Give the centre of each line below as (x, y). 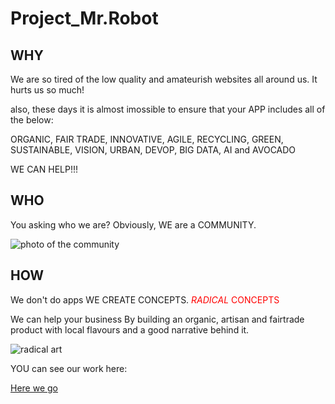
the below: (32, 120)
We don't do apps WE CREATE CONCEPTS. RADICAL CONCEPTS (145, 299)
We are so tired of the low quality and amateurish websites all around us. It (164, 79)
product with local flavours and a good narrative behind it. (130, 329)
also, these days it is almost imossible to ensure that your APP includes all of (168, 109)
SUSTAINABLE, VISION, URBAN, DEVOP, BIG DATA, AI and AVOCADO (153, 150)
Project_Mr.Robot (84, 18)
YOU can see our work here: (69, 368)
